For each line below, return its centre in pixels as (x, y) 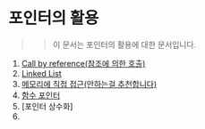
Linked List (41, 73)
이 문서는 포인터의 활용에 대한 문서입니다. (124, 44)
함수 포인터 (41, 95)
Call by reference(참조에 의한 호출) (83, 63)
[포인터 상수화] (47, 106)
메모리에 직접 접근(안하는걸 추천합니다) (89, 84)
